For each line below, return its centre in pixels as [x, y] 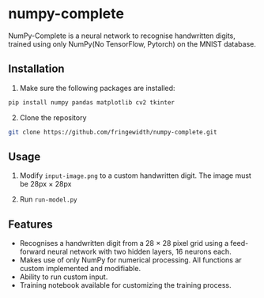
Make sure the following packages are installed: [97, 88]
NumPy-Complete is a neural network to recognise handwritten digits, [122, 36]
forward [32, 252]
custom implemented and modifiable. [80, 269]
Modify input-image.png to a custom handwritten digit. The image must [135, 175]
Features [30, 224]
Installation [36, 69]
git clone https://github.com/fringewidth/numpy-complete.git [113, 132]
